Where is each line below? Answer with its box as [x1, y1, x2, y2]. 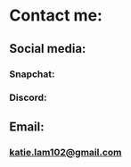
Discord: [9, 91, 47, 104]
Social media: [9, 41, 86, 56]
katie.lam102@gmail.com [9, 146, 122, 158]
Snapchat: [9, 68, 55, 80]
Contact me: [9, 5, 102, 26]
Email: [9, 119, 45, 134]
